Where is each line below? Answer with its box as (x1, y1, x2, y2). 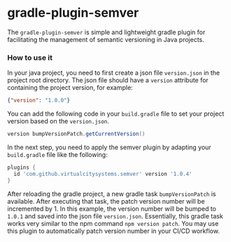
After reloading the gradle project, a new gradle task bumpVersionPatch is (7, 190, 216, 198)
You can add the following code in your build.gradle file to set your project (7, 109, 225, 118)
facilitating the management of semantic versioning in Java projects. (7, 35, 204, 43)
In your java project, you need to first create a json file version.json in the (7, 68, 220, 77)
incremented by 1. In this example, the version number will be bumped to (7, 204, 217, 213)
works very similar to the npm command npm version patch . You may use (7, 219, 219, 227)
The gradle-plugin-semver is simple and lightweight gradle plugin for (7, 28, 206, 36)
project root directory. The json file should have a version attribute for (7, 76, 209, 84)
